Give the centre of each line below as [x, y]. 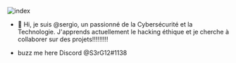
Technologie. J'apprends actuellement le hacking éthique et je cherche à [123, 32]
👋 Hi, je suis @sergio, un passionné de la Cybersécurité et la [105, 24]
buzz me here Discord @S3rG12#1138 [72, 53]
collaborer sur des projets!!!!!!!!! [63, 39]
